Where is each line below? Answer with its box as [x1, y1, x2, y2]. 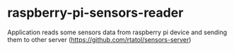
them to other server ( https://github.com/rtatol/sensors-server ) [7, 35, 192, 43]
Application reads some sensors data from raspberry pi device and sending [7, 28, 228, 36]
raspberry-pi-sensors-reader [7, 5, 184, 21]
